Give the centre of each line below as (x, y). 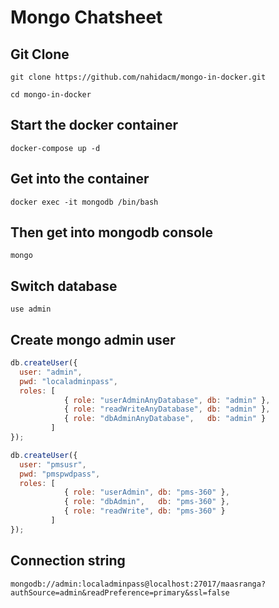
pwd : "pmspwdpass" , (60, 474)
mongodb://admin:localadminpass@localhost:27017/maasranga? (138, 584)
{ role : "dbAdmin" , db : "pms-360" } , (146, 502)
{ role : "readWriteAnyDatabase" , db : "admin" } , (167, 409)
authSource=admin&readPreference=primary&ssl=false (120, 592)
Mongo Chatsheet (86, 17)
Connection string (68, 561)
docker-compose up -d (55, 148)
